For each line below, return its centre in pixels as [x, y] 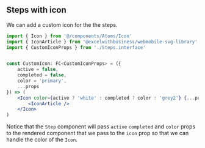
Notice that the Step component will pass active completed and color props [101, 127]
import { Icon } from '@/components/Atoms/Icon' [69, 36]
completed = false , [42, 75]
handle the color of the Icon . [42, 139]
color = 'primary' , [42, 81]
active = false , [38, 70]
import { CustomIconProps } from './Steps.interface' [76, 47]
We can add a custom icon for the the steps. [62, 24]
